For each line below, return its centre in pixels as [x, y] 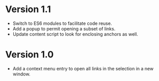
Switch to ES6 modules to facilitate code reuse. [62, 23]
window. [21, 74]
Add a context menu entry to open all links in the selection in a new [83, 68]
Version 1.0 [30, 55]
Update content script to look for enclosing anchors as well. [75, 34]
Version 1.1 [28, 9]
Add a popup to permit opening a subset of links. [64, 28]
